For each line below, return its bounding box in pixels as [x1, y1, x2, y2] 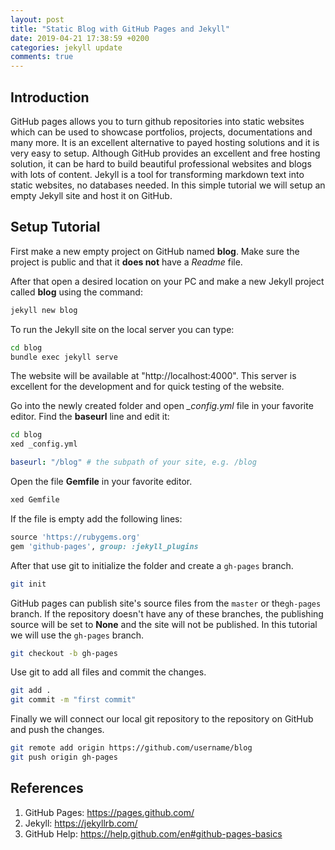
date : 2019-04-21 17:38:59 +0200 [10, 33, 150, 43]
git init [10, 579, 47, 589]
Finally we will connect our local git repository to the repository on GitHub [10, 713, 314, 725]
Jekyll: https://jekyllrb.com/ [24, 817, 138, 829]
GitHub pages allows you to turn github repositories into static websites [10, 115, 305, 127]
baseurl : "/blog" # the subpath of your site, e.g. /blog [10, 457, 257, 468]
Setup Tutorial [10, 219, 101, 236]
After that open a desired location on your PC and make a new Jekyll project [10, 275, 325, 287]
